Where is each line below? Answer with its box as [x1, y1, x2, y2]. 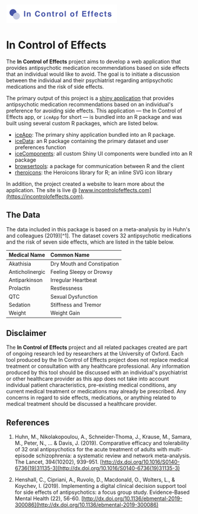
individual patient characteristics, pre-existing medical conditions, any [6, 382, 177, 389]
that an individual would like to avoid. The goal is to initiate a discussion [6, 70, 180, 77]
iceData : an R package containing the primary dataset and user [14, 137, 169, 144]
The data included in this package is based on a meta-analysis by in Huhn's [6, 225, 190, 232]
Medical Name [8, 251, 46, 258]
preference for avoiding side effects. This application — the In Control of [6, 107, 183, 114]
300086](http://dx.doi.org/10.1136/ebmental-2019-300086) [14, 502, 159, 509]
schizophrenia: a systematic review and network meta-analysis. [35, 452, 191, 460]
